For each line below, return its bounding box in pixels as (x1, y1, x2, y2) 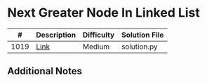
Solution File (121, 30, 164, 40)
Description (36, 30, 76, 40)
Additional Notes (7, 65, 83, 77)
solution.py (121, 42, 158, 51)
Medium (82, 42, 110, 51)
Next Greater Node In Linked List (7, 5, 200, 21)
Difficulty (82, 30, 115, 40)
